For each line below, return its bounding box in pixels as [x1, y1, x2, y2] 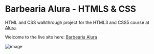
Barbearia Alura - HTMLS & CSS [5, 3, 136, 15]
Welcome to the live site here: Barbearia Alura [5, 34, 97, 40]
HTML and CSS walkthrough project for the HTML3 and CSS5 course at [5, 19, 150, 25]
